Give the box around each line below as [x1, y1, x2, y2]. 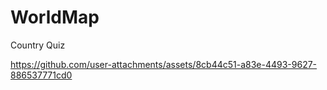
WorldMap [10, 6, 100, 29]
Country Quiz [10, 39, 66, 51]
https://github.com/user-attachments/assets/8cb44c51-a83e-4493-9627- [10, 58, 318, 70]
